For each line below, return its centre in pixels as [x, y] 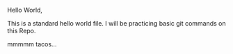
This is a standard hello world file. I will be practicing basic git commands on [116, 23]
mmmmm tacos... [32, 44]
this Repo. [22, 31]
